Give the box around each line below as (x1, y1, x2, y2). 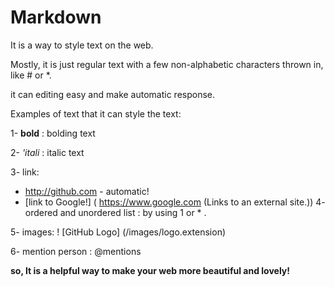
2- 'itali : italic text (10, 146, 85, 158)
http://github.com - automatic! (24, 185, 150, 197)
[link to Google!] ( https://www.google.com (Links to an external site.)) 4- (24, 196, 326, 208)
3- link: (10, 166, 40, 178)
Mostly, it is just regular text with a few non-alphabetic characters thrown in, (10, 58, 324, 70)
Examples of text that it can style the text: (10, 107, 182, 120)
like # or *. (10, 69, 52, 81)
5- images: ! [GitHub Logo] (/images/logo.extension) (10, 226, 227, 238)
